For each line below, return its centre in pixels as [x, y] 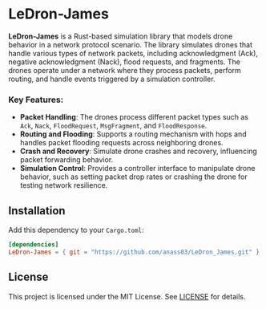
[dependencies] [34, 245]
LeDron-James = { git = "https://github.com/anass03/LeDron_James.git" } [134, 252]
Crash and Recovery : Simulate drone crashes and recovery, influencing [139, 151]
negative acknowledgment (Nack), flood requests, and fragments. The [124, 62]
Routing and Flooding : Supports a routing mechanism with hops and [133, 134]
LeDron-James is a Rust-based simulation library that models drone [121, 36]
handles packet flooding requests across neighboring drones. [121, 143]
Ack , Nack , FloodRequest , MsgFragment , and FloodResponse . [113, 126]
